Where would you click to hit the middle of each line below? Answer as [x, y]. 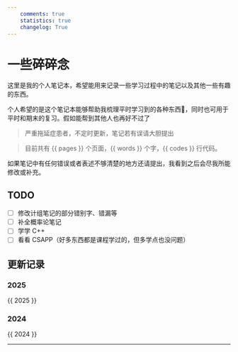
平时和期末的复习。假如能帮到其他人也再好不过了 [79, 119]
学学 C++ [31, 231]
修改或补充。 [26, 172]
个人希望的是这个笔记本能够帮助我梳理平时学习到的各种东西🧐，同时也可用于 [118, 109]
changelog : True [44, 27]
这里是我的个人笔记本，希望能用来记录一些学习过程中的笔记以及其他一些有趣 [119, 85]
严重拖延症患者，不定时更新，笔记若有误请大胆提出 [99, 133]
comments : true [42, 14]
